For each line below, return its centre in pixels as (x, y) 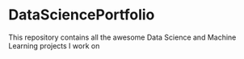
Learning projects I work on (54, 45)
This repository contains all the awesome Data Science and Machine (122, 37)
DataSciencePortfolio (82, 15)
